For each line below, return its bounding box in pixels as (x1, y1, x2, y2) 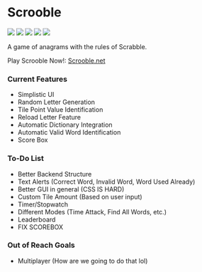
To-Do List (7, 154, 44, 164)
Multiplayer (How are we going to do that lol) (17, 256, 148, 265)
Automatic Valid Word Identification (17, 128, 121, 137)
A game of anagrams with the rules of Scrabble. (7, 42, 147, 51)
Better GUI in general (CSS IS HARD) (17, 184, 125, 193)
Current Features (7, 74, 68, 84)
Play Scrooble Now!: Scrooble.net (7, 56, 106, 65)
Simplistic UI (17, 90, 55, 99)
